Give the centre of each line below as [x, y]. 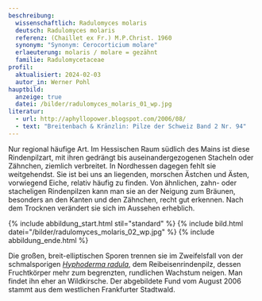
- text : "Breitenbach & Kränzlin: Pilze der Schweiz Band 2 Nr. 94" [131, 126]
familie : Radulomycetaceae [60, 60]
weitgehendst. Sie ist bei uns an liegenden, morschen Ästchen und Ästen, [129, 174]
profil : [21, 68]
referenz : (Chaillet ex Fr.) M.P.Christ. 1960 [94, 38]
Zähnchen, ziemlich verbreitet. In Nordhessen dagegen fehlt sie [112, 166]
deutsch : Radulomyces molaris [65, 30]
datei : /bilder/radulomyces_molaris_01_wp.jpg [94, 104]
